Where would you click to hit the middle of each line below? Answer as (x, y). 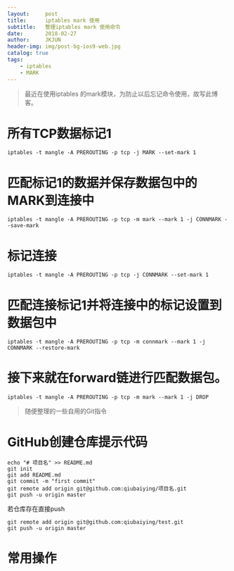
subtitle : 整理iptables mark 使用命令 (64, 27)
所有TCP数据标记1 (59, 133)
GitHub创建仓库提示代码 (77, 443)
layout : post (33, 14)
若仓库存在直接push (36, 509)
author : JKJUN (34, 40)
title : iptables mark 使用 (53, 20)
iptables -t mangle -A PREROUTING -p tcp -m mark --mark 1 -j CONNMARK (114, 220)
